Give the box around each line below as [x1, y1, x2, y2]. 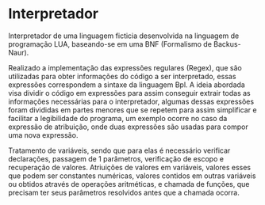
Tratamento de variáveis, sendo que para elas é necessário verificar [8, 146, 231, 155]
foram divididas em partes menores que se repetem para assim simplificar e [8, 104, 257, 115]
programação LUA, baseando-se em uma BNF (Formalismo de [8, 39, 213, 48]
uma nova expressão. [8, 130, 79, 139]
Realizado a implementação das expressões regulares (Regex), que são [8, 63, 242, 72]
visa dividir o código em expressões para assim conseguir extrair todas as [8, 88, 252, 97]
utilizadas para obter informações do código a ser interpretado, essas [8, 71, 236, 81]
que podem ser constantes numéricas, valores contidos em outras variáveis [8, 171, 256, 180]
